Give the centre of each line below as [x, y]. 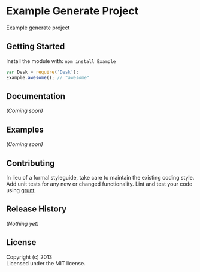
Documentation [36, 96]
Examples [25, 129]
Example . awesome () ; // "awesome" [48, 77]
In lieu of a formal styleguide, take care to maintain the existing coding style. [100, 177]
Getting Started [36, 47]
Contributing [31, 163]
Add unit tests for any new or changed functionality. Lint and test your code [99, 184]
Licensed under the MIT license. [46, 263]
